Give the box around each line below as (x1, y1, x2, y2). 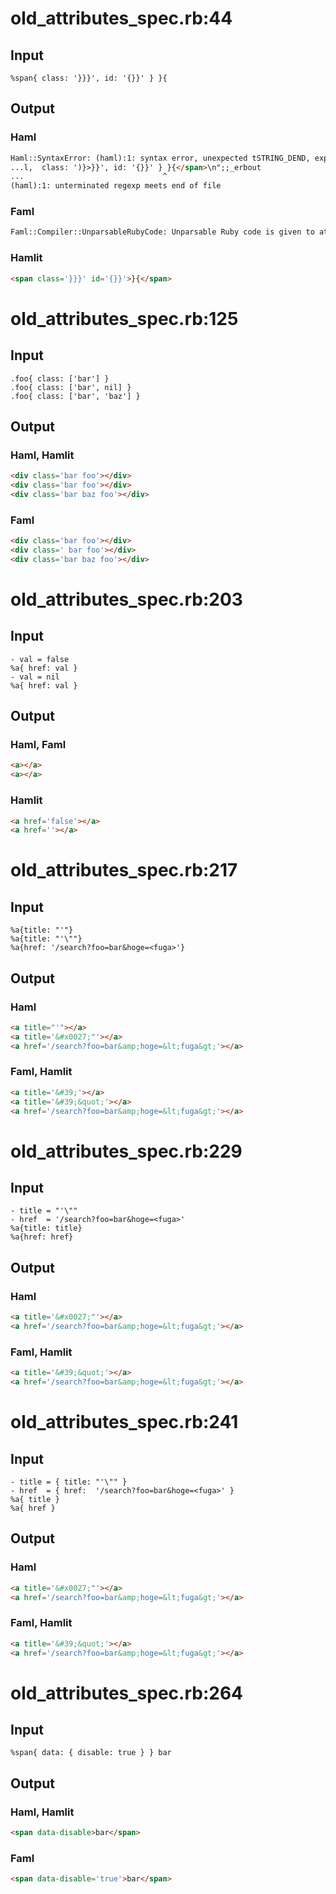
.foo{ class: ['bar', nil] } (10, 382, 132, 392)
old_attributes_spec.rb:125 (10, 307, 239, 330)
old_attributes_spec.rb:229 (10, 1140, 243, 1162)
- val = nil (10, 672, 60, 682)
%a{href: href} (10, 1232, 74, 1242)
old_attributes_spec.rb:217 (10, 859, 238, 882)
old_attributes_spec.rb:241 (10, 1411, 239, 1434)
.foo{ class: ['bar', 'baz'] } (10, 391, 141, 401)
